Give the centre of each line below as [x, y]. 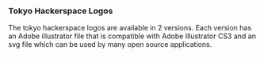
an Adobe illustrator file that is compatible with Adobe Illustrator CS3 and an [132, 36]
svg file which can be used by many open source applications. [110, 45]
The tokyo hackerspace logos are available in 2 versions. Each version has [130, 28]
